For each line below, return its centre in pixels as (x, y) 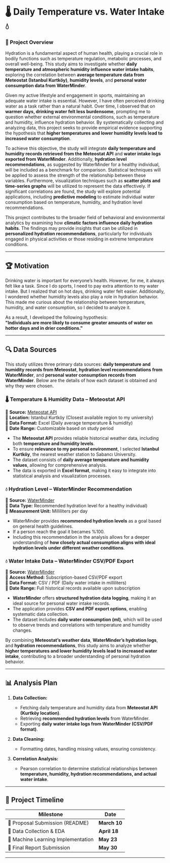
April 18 (109, 831)
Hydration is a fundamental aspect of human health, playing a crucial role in (84, 53)
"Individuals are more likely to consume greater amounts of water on (79, 323)
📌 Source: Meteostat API (31, 412)
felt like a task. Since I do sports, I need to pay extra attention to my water (82, 286)
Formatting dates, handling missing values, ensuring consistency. (88, 749)
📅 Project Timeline (35, 800)
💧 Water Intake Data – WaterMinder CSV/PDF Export (70, 561)
